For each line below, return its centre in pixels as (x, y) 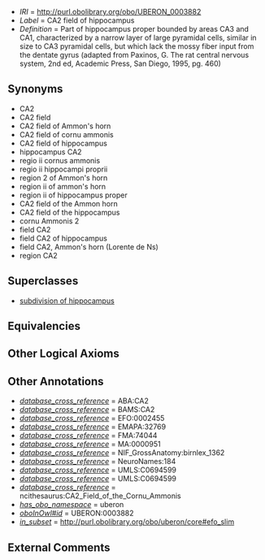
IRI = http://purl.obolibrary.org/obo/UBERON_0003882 (110, 12)
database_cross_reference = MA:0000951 (90, 444)
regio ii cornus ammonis (60, 160)
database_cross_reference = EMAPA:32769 (93, 427)
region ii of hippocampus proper (73, 195)
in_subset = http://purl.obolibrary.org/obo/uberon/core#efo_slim (127, 522)
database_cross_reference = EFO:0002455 (92, 419)
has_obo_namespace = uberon (72, 505)
